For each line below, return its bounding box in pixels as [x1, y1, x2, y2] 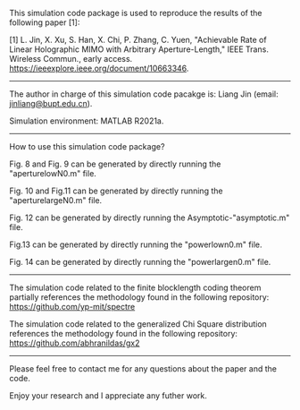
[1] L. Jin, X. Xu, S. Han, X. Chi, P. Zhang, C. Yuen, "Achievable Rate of [9, 35, 267, 45]
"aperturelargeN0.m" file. [9, 195, 103, 205]
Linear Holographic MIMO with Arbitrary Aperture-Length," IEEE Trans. [9, 44, 270, 55]
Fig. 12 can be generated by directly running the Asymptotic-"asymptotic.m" [9, 212, 290, 223]
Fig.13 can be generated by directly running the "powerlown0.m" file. [9, 239, 262, 250]
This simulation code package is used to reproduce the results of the [9, 8, 262, 18]
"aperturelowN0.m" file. [9, 168, 96, 178]
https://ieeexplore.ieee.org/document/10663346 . [9, 63, 189, 73]
